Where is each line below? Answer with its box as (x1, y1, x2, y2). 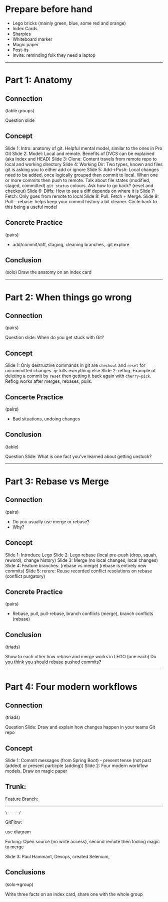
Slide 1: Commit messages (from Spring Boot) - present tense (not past (5, 758, 151, 764)
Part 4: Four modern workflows (5, 681, 137, 693)
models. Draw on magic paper (5, 768, 67, 774)
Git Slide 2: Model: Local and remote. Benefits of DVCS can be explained (5, 151, 155, 157)
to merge (5, 844, 24, 850)
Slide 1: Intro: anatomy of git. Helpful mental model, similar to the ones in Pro (5, 145, 162, 151)
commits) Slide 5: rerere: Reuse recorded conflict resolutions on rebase (5, 568, 152, 574)
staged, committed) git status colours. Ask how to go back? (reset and (5, 182, 153, 189)
